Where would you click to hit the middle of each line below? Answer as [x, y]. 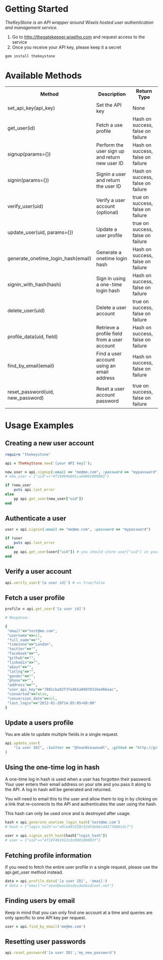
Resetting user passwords [45, 941]
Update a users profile [39, 723]
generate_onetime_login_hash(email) [49, 258]
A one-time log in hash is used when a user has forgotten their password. [78, 779]
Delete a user [112, 308]
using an [106, 366]
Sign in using [111, 278]
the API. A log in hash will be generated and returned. [58, 789]
